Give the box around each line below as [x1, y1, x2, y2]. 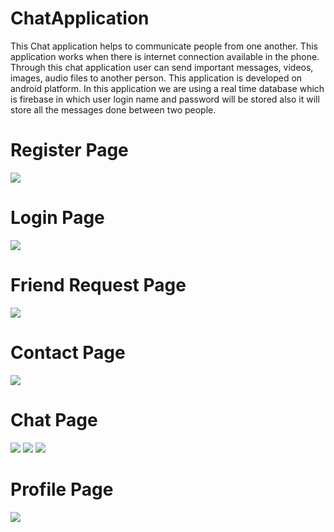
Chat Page [10, 408, 98, 431]
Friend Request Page [10, 274, 187, 296]
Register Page [10, 139, 129, 162]
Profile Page [10, 478, 114, 501]
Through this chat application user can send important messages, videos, [10, 61, 314, 73]
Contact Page [10, 341, 126, 364]
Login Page [10, 207, 105, 229]
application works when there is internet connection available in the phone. [10, 50, 320, 62]
